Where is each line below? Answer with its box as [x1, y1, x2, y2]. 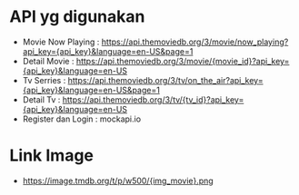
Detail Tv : [22, 93, 61, 105]
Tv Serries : [22, 74, 66, 85]
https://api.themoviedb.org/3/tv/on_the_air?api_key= [67, 74, 264, 85]
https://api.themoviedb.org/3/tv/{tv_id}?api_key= [62, 93, 244, 105]
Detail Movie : [22, 55, 75, 66]
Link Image [9, 145, 94, 166]
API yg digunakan [9, 6, 145, 27]
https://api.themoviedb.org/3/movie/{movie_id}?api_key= [75, 55, 290, 66]
